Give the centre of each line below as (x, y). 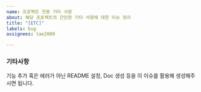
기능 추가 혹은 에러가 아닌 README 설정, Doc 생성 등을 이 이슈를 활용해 (91, 76)
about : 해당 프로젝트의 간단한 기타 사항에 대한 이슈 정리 (69, 17)
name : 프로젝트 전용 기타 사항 (39, 12)
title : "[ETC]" (25, 23)
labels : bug (21, 29)
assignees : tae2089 (31, 34)
